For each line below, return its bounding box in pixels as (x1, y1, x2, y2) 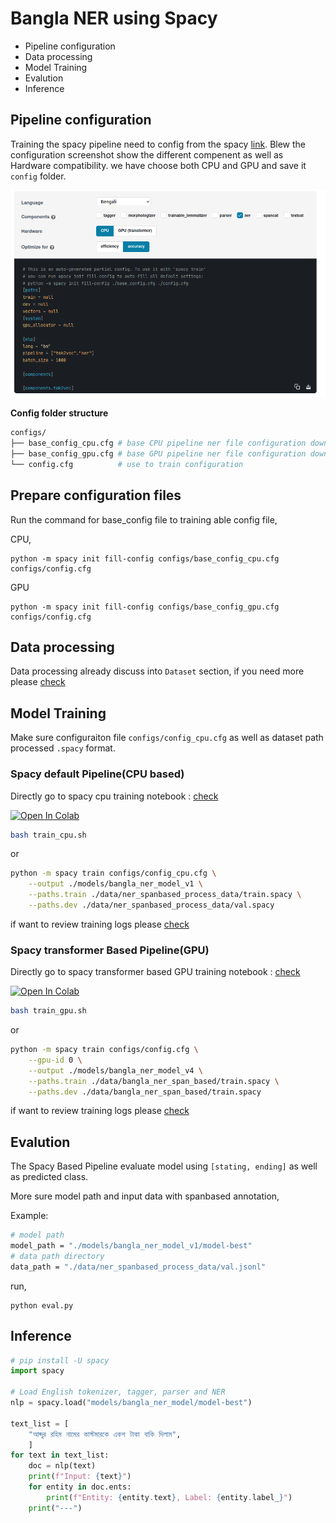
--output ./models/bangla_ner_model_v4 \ (28, 1065, 203, 1076)
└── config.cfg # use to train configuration (10, 459, 244, 469)
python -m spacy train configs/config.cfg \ (10, 1045, 199, 1055)
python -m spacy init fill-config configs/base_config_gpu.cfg (10, 602, 280, 612)
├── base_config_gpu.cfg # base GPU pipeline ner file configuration (10, 449, 307, 459)
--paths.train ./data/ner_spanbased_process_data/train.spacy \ (28, 890, 302, 900)
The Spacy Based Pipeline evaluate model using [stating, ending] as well (10, 1160, 318, 1172)
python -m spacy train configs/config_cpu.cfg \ (10, 868, 217, 879)
